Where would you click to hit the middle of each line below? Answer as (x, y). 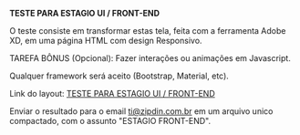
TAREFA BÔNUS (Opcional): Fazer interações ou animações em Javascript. (150, 58)
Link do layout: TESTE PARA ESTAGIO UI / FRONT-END (113, 93)
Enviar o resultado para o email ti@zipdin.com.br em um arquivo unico (141, 111)
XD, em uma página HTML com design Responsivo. (106, 41)
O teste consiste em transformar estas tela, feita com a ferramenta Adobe (148, 31)
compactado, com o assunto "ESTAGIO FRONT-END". (110, 121)
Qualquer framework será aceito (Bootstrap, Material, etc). (119, 76)
